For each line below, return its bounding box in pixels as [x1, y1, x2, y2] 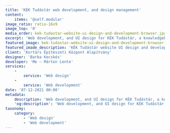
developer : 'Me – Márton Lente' [5, 59, 73, 64]
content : [5, 12, 24, 17]
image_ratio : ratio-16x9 [5, 21, 58, 27]
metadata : [5, 92, 26, 97]
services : [5, 64, 26, 69]
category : [14, 111, 35, 116]
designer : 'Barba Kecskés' [5, 54, 62, 60]
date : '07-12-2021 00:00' [5, 87, 60, 93]
